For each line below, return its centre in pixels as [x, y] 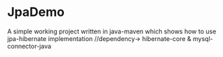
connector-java [29, 46]
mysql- [203, 38]
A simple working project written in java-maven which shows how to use [112, 31]
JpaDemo [36, 12]
